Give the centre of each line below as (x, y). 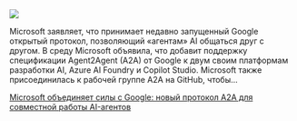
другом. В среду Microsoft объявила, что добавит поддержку (129, 50)
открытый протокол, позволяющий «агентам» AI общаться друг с (137, 41)
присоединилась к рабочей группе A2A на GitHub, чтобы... (124, 80)
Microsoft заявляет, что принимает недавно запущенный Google (134, 31)
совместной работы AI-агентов (70, 107)
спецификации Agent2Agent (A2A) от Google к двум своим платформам (149, 60)
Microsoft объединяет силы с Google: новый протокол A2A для (131, 97)
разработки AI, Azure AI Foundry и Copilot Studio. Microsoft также (136, 70)
